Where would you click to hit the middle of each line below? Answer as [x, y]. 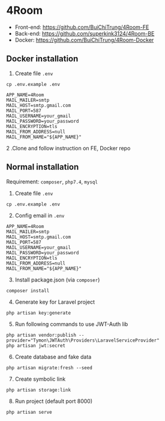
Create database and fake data [53, 357]
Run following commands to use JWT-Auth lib [71, 324]
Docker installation [42, 59]
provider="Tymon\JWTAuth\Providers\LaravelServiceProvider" [83, 340]
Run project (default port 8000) [54, 401]
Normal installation [43, 167]
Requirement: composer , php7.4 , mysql [52, 182]
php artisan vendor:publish [41, 335]
